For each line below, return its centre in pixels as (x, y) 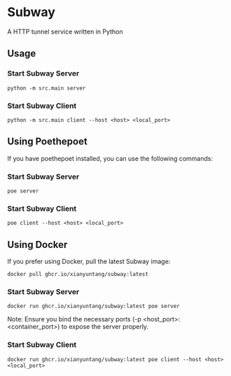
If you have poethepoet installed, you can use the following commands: (110, 158)
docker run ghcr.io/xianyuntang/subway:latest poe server (93, 306)
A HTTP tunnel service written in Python (65, 32)
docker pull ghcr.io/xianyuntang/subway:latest (78, 274)
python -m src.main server (47, 88)
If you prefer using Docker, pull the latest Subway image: (89, 262)
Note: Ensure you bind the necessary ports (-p (74, 319)
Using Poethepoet (47, 142)
